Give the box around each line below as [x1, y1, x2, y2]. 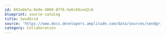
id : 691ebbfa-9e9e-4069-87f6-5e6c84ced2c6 [4, 7, 94, 12]
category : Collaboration [4, 26, 56, 31]
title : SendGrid [4, 16, 38, 21]
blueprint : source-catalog [4, 12, 60, 17]
